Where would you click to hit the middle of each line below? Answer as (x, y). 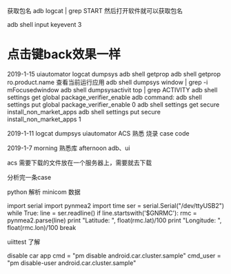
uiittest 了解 (24, 242)
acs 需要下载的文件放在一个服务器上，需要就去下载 (80, 162)
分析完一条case (29, 177)
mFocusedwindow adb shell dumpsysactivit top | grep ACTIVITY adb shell (112, 89)
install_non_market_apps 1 (44, 119)
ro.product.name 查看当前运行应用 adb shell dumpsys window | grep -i (108, 82)
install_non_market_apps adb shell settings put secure (84, 112)
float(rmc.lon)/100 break (42, 227)
